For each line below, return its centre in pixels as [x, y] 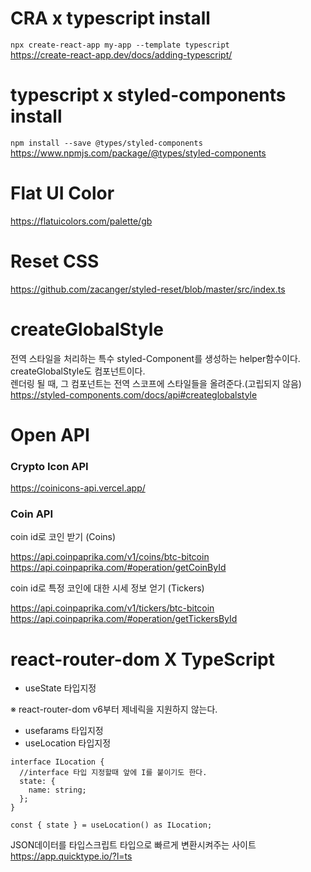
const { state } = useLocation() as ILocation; [111, 825]
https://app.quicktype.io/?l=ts [71, 856]
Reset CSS [55, 261]
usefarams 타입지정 [64, 731]
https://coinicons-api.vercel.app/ [78, 488]
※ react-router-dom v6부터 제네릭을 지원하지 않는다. [114, 709]
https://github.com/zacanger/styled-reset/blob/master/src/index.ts [148, 289]
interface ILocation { [57, 762]
